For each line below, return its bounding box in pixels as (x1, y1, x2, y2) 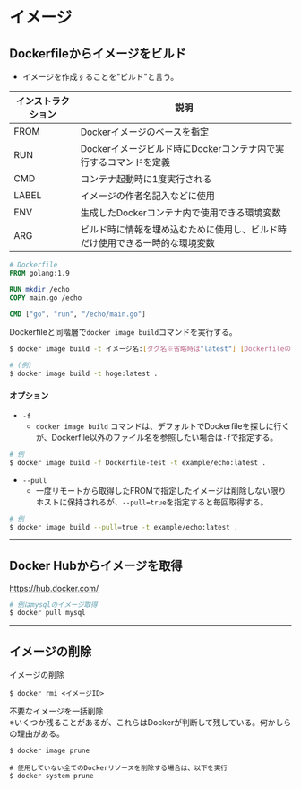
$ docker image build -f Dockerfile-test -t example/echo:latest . (9, 459, 267, 468)
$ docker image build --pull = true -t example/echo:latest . (9, 522, 239, 531)
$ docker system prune (9, 772, 94, 781)
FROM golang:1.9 (9, 268, 70, 277)
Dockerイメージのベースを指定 (80, 126, 209, 138)
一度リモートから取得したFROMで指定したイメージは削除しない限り (35, 485, 287, 495)
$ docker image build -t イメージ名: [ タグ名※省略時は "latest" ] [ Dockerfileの (9, 345, 291, 354)
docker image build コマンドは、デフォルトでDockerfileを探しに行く (35, 421, 290, 432)
